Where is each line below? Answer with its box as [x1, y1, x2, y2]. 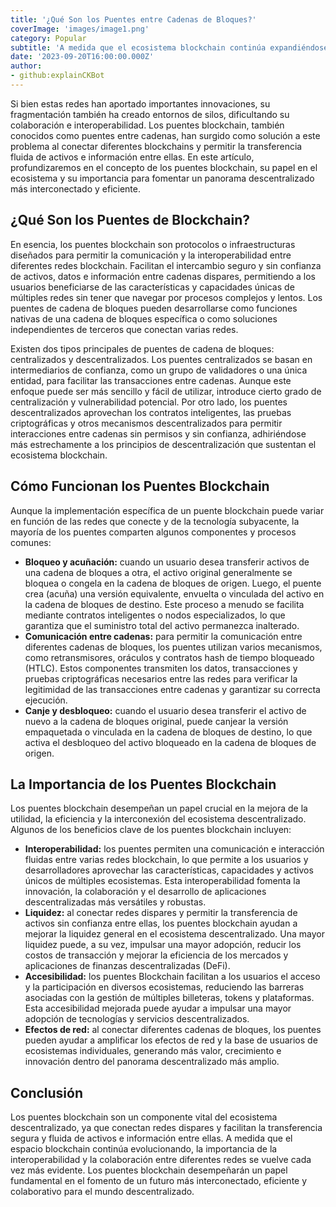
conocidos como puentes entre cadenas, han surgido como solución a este [10, 129, 321, 141]
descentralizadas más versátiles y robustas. [24, 896, 207, 908]
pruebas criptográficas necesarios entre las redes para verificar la [24, 672, 298, 685]
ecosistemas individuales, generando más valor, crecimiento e [24, 1045, 282, 1057]
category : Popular [10, 33, 87, 43]
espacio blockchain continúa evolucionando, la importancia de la [10, 1143, 278, 1155]
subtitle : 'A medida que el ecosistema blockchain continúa [10, 42, 267, 53]
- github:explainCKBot [10, 71, 105, 81]
